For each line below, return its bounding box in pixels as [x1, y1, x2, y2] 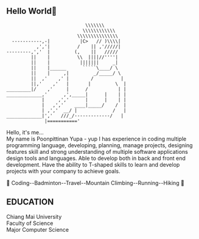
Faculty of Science [6, 220, 54, 227]
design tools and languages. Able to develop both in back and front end [6, 154, 186, 162]
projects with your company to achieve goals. [6, 167, 120, 175]
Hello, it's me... [6, 128, 44, 136]
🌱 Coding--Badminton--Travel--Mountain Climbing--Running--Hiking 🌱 [6, 179, 184, 186]
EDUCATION [6, 197, 54, 207]
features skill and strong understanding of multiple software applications [6, 148, 189, 155]
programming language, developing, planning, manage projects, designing [6, 141, 193, 149]
